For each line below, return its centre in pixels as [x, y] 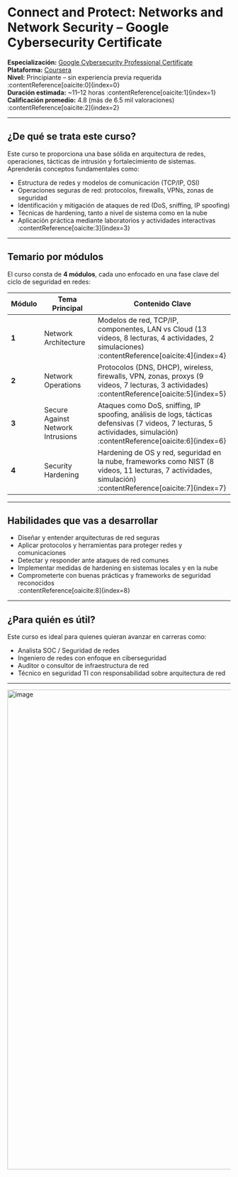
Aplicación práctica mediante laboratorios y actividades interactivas [117, 220]
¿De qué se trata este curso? [72, 137]
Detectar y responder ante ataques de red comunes [93, 560]
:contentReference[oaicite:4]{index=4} [162, 355]
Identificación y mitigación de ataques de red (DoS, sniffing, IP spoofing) [124, 205]
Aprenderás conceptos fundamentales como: [73, 168]
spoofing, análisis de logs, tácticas [155, 414]
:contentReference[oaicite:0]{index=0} [64, 85]
